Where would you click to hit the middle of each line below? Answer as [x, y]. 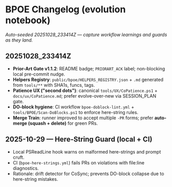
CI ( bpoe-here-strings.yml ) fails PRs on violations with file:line [79, 162]
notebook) [28, 20]
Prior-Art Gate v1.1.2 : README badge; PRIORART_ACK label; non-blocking [89, 68]
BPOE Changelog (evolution [65, 10]
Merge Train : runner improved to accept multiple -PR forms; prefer [83, 118]
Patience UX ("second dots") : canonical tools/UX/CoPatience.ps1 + [85, 90]
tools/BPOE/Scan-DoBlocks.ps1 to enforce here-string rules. [75, 112]
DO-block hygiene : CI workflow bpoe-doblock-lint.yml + [73, 107]
